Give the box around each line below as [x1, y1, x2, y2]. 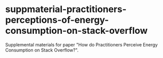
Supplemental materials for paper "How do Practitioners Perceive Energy [5, 41, 158, 47]
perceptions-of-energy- [5, 14, 109, 26]
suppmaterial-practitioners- [5, 4, 127, 15]
